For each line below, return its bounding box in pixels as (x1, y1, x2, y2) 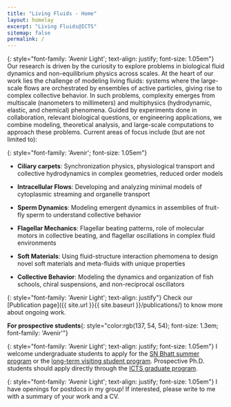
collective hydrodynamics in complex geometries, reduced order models (17, 170, 223, 178)
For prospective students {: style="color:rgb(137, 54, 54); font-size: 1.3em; (7, 321, 219, 330)
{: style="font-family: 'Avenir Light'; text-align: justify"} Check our (7, 294, 193, 302)
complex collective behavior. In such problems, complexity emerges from (7, 91, 216, 100)
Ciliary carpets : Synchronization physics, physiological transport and (17, 162, 215, 170)
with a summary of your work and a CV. (7, 393, 119, 401)
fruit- (205, 203, 220, 212)
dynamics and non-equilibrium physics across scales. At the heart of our (7, 70, 214, 78)
